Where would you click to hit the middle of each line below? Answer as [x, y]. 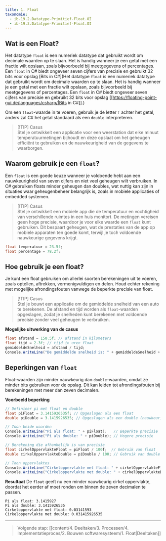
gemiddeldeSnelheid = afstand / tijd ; [45, 348]
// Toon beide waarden [28, 427]
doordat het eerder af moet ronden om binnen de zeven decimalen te [75, 487]
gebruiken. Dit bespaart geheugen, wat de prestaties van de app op [86, 227]
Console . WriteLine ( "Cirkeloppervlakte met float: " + [62, 468]
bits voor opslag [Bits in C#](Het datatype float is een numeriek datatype [80, 77]
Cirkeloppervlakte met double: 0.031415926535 [54, 514]
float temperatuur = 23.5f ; [34, 247]
